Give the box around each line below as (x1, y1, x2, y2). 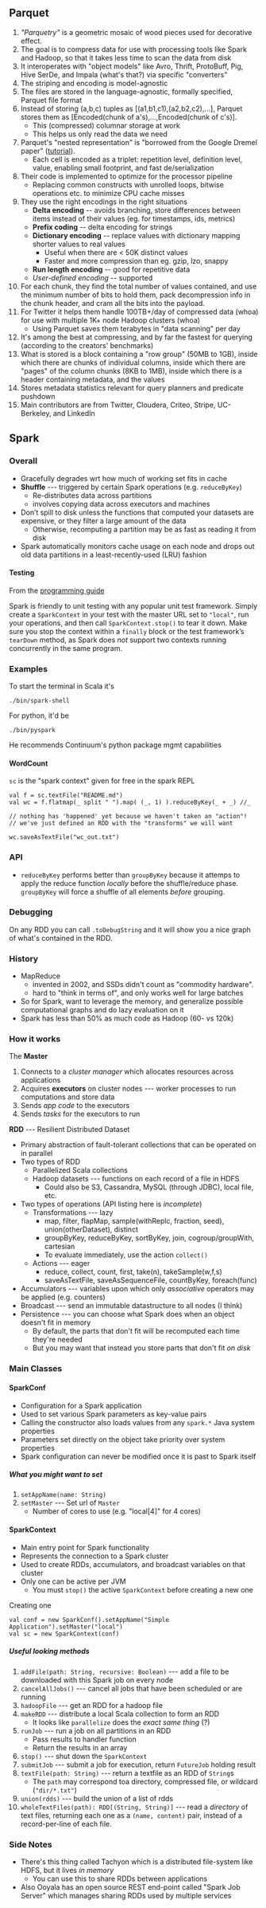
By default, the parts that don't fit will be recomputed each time (32, 1326, 241, 1336)
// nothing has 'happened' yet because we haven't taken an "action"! (9, 813, 248, 821)
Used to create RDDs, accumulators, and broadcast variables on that (20, 1559, 245, 1569)
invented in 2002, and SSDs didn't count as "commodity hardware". (32, 980, 254, 989)
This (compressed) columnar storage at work (32, 120, 181, 130)
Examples (9, 663, 48, 674)
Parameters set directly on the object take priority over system (20, 1434, 226, 1444)
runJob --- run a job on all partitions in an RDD (20, 1726, 172, 1735)
